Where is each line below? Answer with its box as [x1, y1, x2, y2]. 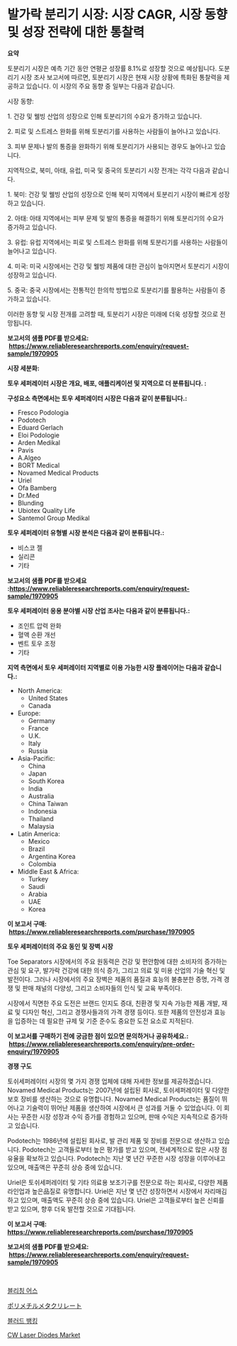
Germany [28, 716, 55, 724]
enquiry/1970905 [7, 1047, 59, 1056]
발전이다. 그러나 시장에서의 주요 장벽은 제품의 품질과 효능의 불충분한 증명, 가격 [7, 975, 223, 983]
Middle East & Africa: [17, 867, 79, 876]
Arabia [28, 890, 48, 898]
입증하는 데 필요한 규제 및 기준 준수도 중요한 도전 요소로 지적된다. [14, 1016, 194, 1025]
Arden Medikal [17, 438, 61, 447]
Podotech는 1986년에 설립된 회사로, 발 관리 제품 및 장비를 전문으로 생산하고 [7, 1136, 217, 1144]
